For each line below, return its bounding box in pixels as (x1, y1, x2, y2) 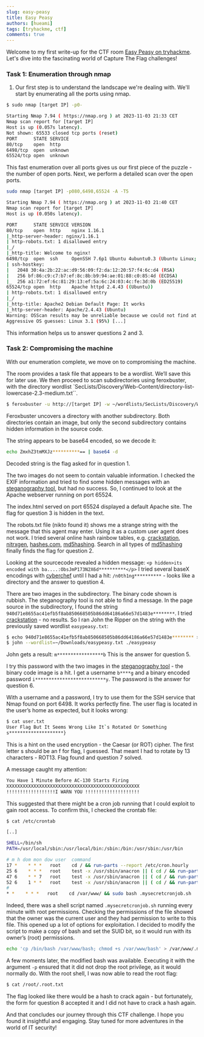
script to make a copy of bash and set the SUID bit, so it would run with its (6, 927, 192, 935)
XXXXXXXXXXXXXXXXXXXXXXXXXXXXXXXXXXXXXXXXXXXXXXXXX (6, 783, 140, 789)
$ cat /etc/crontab (6, 818, 56, 824)
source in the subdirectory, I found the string (6, 603, 118, 610)
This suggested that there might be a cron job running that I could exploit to (6, 799, 195, 807)
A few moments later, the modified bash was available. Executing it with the (6, 957, 195, 964)
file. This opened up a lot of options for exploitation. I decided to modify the (6, 921, 195, 929)
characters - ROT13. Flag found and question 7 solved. (6, 754, 143, 761)
